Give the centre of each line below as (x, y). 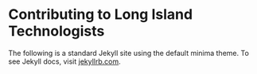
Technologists (56, 31)
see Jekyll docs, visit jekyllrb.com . (64, 61)
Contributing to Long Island (101, 15)
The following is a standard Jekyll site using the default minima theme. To (128, 53)
